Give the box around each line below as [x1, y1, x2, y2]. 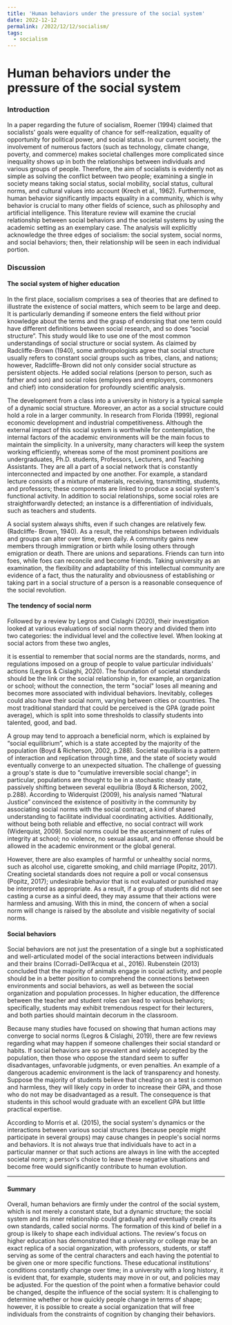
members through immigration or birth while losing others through [7, 541, 195, 550]
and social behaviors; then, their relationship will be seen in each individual [7, 238, 220, 246]
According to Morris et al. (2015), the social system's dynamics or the [7, 1119, 205, 1127]
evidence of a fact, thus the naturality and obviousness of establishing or [7, 571, 215, 579]
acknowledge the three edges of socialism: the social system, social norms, [7, 231, 223, 239]
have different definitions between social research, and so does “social [7, 324, 209, 332]
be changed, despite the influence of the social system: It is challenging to [7, 1288, 219, 1297]
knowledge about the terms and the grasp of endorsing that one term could [7, 317, 222, 325]
